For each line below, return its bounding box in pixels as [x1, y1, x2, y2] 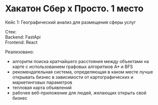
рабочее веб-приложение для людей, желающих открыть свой [12, 90, 147, 96]
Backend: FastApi [5, 34, 41, 40]
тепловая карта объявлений [12, 84, 72, 90]
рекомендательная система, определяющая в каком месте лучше [12, 69, 153, 74]
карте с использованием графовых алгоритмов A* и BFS [12, 64, 133, 70]
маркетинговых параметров [12, 79, 73, 85]
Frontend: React [5, 39, 38, 45]
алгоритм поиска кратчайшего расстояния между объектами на [12, 58, 149, 64]
